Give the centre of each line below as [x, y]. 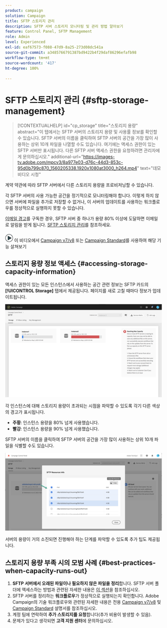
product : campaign [24, 10]
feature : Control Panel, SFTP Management [49, 32]
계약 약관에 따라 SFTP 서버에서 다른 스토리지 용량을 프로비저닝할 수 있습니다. [80, 185]
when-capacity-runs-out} [46, 571]
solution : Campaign [25, 16]
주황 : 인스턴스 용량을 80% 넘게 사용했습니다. [56, 422]
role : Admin [17, 37]
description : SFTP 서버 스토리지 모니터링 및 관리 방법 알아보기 [64, 26]
